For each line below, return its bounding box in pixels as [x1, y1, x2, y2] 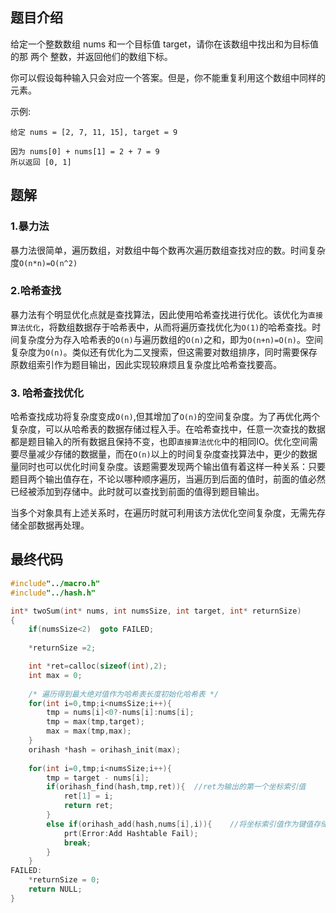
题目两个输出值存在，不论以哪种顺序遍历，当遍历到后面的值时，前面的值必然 [10, 473, 326, 485]
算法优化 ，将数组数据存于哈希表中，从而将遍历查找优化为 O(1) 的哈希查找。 [10, 321, 313, 333]
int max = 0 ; [28, 670, 83, 680]
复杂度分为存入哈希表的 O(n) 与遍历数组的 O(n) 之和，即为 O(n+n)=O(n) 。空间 [18, 333, 324, 345]
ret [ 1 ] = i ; [63, 791, 114, 802]
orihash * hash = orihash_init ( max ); [28, 744, 182, 755]
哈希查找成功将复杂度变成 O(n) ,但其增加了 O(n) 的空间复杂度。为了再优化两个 [10, 411, 321, 423]
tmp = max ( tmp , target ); [46, 717, 145, 727]
